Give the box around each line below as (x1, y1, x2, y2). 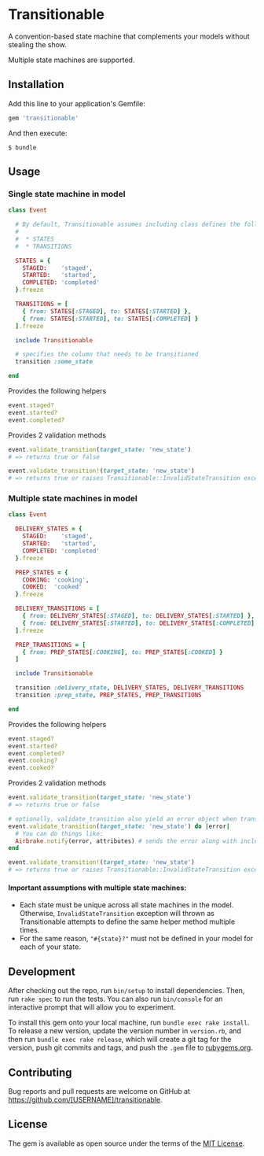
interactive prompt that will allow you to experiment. (8, 1003, 176, 1012)
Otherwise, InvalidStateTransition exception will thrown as (19, 909, 214, 918)
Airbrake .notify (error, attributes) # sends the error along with (15, 837, 237, 845)
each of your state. (19, 942, 81, 951)
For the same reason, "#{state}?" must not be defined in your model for (19, 934, 254, 944)
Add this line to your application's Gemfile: (8, 98, 145, 108)
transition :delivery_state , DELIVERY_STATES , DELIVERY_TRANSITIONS (15, 684, 244, 692)
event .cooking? (8, 757, 58, 765)
